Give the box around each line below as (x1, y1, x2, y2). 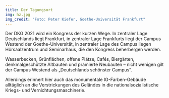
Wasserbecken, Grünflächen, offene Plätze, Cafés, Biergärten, (5, 56, 135, 62)
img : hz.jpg (5, 12, 30, 17)
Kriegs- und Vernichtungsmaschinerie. (5, 87, 86, 93)
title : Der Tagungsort (5, 7, 53, 13)
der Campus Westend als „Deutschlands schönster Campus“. (5, 67, 132, 73)
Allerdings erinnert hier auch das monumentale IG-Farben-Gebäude (5, 76, 146, 83)
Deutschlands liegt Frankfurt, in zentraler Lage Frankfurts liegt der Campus (5, 36, 161, 42)
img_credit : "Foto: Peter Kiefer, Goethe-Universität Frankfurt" (5, 17, 145, 22)
